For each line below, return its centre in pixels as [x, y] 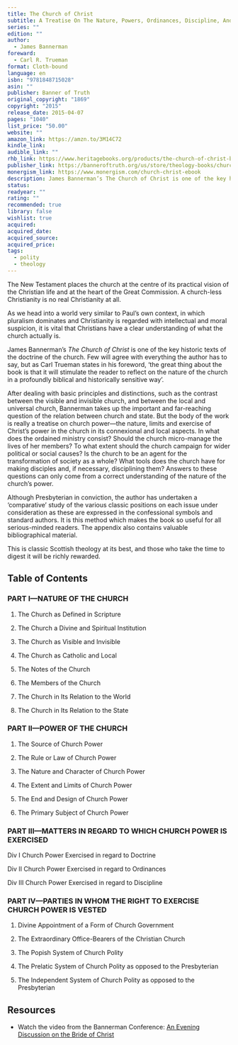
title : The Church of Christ [50, 14]
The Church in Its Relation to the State [73, 710]
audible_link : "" [33, 152]
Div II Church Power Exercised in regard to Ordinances [87, 869]
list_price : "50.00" [38, 126]
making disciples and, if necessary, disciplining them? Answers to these [112, 468]
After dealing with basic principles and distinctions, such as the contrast [113, 393]
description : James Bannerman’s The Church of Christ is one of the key [117, 179]
